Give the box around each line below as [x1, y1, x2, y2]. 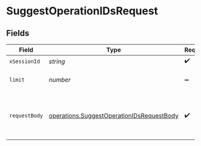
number [48, 76, 71, 84]
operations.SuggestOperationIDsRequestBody [48, 112, 179, 120]
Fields [6, 28, 30, 38]
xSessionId [9, 58, 40, 65]
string [48, 57, 66, 65]
